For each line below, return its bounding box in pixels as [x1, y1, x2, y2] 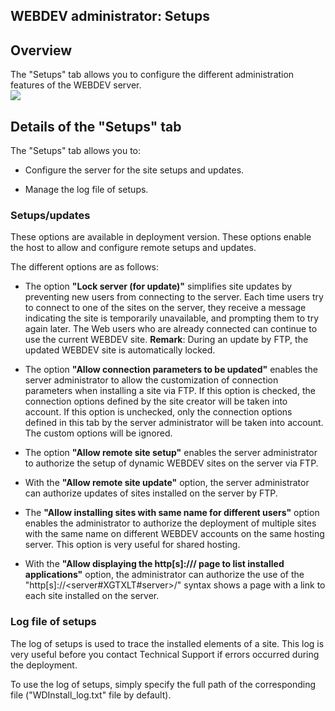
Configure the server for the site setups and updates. [24, 164, 245, 176]
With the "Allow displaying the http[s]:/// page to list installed [24, 558, 285, 570]
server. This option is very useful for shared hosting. [24, 539, 241, 551]
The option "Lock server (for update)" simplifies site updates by [24, 280, 293, 293]
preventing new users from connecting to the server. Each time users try [24, 291, 324, 303]
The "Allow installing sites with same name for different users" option [24, 507, 320, 519]
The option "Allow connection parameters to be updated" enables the [24, 364, 318, 376]
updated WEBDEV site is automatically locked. [24, 344, 216, 356]
